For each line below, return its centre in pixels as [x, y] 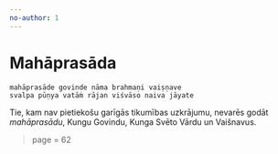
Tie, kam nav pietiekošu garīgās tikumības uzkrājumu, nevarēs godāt [139, 112]
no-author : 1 [34, 18]
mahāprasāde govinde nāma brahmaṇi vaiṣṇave [96, 87]
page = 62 [51, 139]
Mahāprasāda [63, 62]
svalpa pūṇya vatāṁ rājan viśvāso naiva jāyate [102, 95]
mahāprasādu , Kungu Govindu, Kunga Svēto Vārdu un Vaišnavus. [133, 122]
